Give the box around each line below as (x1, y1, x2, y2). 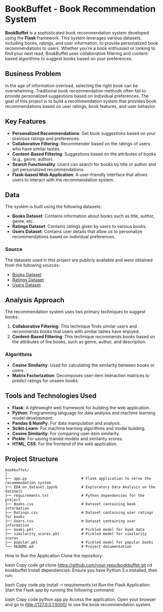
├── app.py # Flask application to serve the (5, 476, 151, 481)
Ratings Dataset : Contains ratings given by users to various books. (12, 224, 147, 229)
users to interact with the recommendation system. (12, 176, 114, 183)
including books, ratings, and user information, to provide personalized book (5, 40, 158, 46)
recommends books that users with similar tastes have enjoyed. (12, 329, 140, 334)
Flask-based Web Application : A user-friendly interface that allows (12, 172, 148, 177)
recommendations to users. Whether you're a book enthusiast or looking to (5, 45, 156, 51)
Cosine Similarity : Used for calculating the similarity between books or (12, 362, 155, 368)
